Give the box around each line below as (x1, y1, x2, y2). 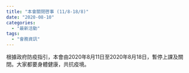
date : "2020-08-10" (6, 14, 55, 20)
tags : (6, 31, 20, 37)
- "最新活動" (11, 25, 40, 31)
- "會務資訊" (11, 36, 40, 42)
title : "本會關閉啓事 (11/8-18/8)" (6, 8, 89, 15)
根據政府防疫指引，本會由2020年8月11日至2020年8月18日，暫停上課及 (6, 53, 178, 60)
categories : (6, 20, 36, 26)
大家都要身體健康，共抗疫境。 (16, 61, 90, 68)
